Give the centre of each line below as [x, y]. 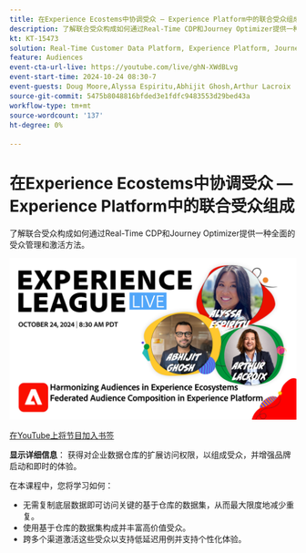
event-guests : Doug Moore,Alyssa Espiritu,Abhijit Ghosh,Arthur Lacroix [150, 87]
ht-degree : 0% [36, 125]
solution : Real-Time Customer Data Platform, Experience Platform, [140, 48]
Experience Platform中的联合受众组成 [152, 206]
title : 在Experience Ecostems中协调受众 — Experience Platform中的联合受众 [148, 19]
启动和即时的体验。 [46, 466]
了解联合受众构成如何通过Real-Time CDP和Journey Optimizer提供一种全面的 [153, 233]
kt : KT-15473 [34, 38]
